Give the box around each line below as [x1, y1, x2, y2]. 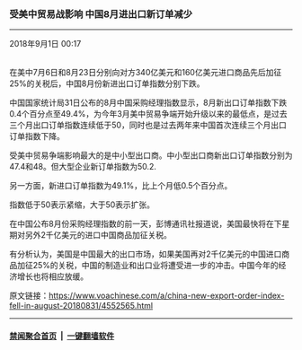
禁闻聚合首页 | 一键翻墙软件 [9, 330, 115, 341]
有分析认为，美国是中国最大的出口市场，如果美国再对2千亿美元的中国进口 [9, 249, 282, 259]
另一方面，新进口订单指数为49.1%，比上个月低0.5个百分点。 [9, 180, 233, 191]
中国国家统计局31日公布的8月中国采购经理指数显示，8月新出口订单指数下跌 [9, 97, 288, 109]
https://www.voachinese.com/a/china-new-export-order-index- [49, 290, 285, 302]
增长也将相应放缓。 [16, 271, 88, 282]
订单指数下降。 [9, 131, 65, 142]
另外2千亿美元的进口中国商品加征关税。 [24, 230, 173, 241]
